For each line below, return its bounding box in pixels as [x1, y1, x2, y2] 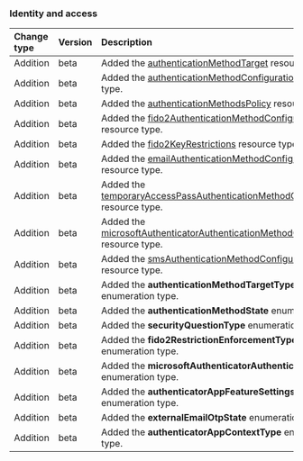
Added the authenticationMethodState [100, 304, 269, 317]
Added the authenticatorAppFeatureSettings [100, 385, 296, 398]
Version [58, 36, 93, 49]
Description [100, 36, 153, 49]
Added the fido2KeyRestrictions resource [100, 138, 277, 150]
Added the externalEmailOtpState [100, 411, 247, 424]
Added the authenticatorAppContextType [100, 426, 282, 438]
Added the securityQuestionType [100, 319, 246, 331]
